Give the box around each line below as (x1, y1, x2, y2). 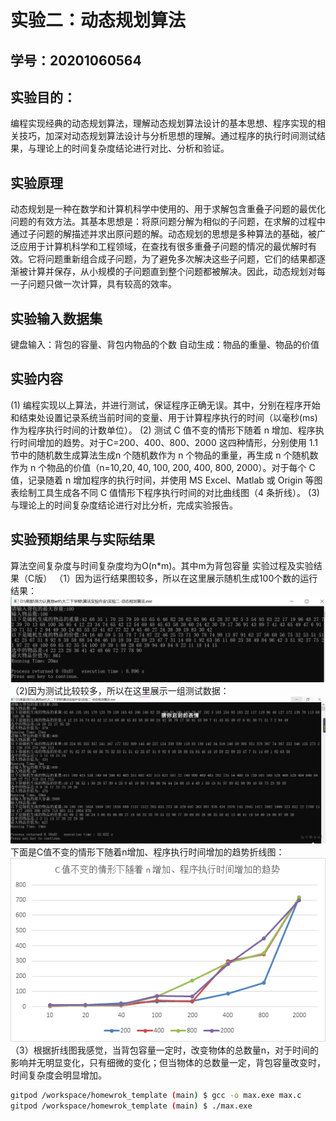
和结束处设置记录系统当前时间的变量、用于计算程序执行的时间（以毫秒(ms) (10, 411, 318, 423)
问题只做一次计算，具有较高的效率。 (27, 278, 177, 290)
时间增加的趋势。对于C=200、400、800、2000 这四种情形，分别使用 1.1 (18, 436, 318, 448)
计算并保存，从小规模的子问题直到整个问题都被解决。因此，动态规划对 (27, 266, 317, 278)
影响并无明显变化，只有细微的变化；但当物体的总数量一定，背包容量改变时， (10, 1057, 326, 1069)
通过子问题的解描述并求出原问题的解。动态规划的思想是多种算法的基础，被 (10, 228, 317, 240)
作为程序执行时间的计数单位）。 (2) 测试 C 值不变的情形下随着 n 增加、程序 (10, 424, 316, 436)
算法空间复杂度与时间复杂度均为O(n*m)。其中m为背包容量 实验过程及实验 (10, 559, 314, 571)
